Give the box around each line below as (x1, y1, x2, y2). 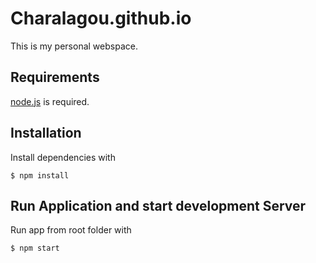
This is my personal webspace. (10, 40, 138, 52)
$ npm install (10, 170, 70, 181)
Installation (10, 125, 82, 142)
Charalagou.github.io (10, 7, 192, 30)
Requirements (10, 69, 100, 86)
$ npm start (10, 243, 60, 254)
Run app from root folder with (10, 224, 132, 236)
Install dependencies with (10, 151, 116, 163)
